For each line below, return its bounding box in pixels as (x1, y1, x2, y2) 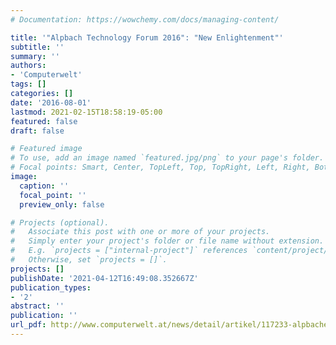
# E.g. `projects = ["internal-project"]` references (10, 246, 248, 256)
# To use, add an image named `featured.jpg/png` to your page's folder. (10, 153, 325, 163)
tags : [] (10, 79, 47, 90)
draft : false (10, 126, 65, 136)
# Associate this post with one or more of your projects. (10, 227, 271, 237)
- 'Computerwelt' (10, 70, 83, 80)
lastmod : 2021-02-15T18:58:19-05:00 (10, 107, 163, 117)
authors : (10, 61, 47, 71)
